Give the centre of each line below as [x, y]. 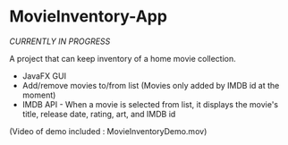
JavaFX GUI [44, 76]
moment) [39, 95]
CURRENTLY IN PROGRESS [60, 41]
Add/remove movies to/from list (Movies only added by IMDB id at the [151, 85]
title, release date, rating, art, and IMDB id [99, 114]
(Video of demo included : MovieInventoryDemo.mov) [108, 131]
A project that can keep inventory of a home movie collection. [123, 58]
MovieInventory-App [89, 17]
